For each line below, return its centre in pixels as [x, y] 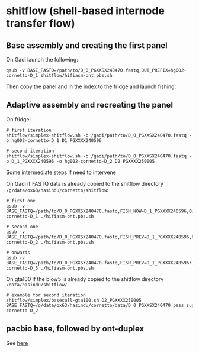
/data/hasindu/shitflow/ [37, 285]
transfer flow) [41, 23]
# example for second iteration [46, 295]
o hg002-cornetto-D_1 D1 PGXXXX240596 [54, 140]
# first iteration [29, 130]
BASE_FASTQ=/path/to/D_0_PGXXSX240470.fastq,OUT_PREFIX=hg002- [107, 70]
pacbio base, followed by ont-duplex [75, 329]
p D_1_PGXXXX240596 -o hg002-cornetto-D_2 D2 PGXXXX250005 [81, 161]
